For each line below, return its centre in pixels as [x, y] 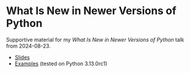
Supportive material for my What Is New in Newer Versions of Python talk [95, 39]
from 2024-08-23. [29, 46]
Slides [22, 57]
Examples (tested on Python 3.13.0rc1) [61, 64]
